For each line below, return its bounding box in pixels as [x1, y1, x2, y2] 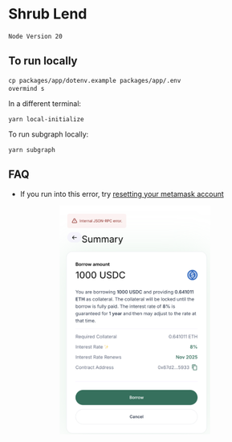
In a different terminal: [8, 98, 82, 108]
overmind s [8, 84, 45, 92]
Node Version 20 [8, 32, 63, 40]
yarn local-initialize [8, 115, 84, 123]
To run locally [8, 54, 78, 68]
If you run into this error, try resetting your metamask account [19, 189, 225, 198]
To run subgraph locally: [8, 129, 89, 139]
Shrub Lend [8, 5, 88, 23]
